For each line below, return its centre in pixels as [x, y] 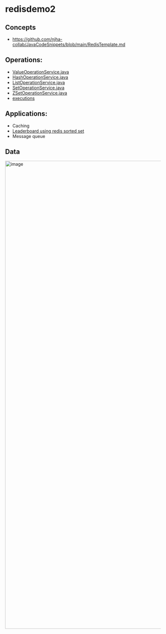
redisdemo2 [30, 9]
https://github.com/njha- [37, 39]
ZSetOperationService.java [40, 93]
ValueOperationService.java [41, 72]
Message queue [29, 136]
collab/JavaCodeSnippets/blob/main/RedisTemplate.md [69, 45]
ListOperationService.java [39, 82]
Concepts [21, 27]
